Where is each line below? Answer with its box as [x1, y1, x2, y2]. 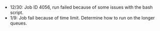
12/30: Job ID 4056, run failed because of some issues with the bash [10, 4, 153, 10]
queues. [10, 20, 27, 26]
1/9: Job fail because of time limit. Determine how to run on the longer [10, 15, 155, 20]
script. [10, 9, 24, 15]
